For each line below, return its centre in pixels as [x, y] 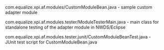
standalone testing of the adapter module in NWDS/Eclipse [65, 27]
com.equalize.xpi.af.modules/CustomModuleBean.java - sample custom [79, 7]
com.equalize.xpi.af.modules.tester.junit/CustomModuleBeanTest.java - [78, 37]
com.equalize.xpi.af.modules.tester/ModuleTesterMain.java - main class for [82, 22]
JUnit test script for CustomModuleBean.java [51, 42]
